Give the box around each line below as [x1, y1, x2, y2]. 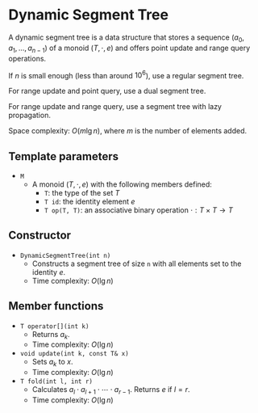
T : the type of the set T [44, 188, 120, 197]
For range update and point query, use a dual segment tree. [8, 86, 206, 96]
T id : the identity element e [44, 196, 135, 206]
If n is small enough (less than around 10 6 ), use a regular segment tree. [8, 69, 244, 80]
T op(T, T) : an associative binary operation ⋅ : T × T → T [44, 205, 234, 215]
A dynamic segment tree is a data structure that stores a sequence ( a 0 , [8, 32, 244, 44]
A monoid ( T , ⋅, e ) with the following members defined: [31, 179, 212, 189]
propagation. [8, 111, 51, 120]
